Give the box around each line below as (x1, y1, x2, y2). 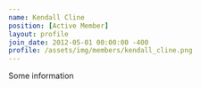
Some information (8, 70, 74, 81)
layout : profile (8, 29, 69, 38)
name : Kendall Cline (8, 12, 86, 22)
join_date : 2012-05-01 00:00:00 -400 (8, 37, 149, 47)
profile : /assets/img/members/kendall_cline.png (8, 46, 193, 55)
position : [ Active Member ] (8, 21, 109, 30)
